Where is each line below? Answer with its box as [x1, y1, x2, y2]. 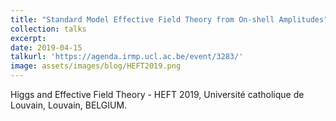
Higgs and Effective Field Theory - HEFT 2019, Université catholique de [10, 89, 305, 100]
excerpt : [10, 33, 47, 43]
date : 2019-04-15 [10, 42, 83, 53]
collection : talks [10, 24, 87, 34]
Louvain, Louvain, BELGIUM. [10, 99, 128, 111]
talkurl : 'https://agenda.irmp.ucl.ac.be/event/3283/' [10, 52, 244, 62]
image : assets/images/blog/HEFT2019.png [10, 61, 182, 71]
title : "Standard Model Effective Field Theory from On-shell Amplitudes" [10, 14, 329, 25]
